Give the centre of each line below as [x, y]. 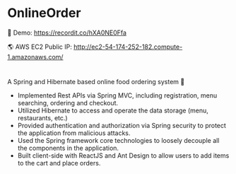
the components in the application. [68, 148]
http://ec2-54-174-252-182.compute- [128, 47]
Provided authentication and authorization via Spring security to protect [122, 126]
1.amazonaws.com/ [35, 57]
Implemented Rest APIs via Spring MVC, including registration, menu [117, 95]
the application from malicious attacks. [74, 133]
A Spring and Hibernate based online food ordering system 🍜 [96, 82]
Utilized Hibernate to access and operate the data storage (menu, [113, 110]
